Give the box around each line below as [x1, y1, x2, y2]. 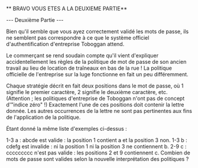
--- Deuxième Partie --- [6, 17, 64, 23]
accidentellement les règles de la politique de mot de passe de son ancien [6, 59, 187, 65]
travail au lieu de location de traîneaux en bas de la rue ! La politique [6, 64, 173, 72]
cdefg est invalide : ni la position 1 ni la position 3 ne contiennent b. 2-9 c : [6, 143, 187, 150]
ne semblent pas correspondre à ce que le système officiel [6, 34, 150, 41]
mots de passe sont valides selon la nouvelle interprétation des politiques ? [6, 156, 189, 162]
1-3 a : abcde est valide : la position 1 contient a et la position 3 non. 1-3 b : [6, 137, 187, 144]
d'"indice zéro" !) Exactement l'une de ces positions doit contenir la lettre [6, 101, 184, 108]
